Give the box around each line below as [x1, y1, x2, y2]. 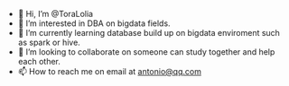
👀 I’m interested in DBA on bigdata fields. [17, 18, 171, 29]
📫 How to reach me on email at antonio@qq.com [17, 66, 201, 76]
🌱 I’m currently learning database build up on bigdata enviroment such [17, 28, 280, 38]
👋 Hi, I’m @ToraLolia [17, 9, 93, 19]
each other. [17, 56, 61, 66]
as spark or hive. [17, 37, 81, 47]
